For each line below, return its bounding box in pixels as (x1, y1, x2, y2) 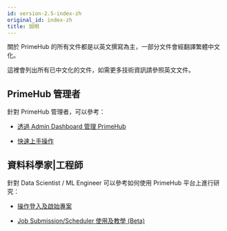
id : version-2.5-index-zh (7, 10, 81, 17)
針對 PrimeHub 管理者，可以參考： (7, 108, 106, 116)
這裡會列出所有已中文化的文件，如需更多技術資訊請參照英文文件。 (7, 66, 195, 74)
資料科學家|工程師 (7, 159, 83, 171)
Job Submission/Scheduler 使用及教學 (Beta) (17, 217, 146, 225)
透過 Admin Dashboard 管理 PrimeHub (17, 122, 126, 131)
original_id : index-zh (7, 17, 72, 23)
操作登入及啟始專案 (17, 202, 72, 210)
